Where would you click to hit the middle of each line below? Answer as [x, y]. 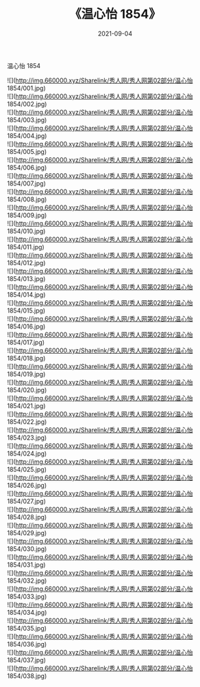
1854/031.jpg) [26, 565]
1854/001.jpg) [26, 88]
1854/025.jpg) [27, 469]
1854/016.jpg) [26, 326]
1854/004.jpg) [27, 135]
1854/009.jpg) [27, 215]
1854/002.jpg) [27, 104]
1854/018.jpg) [26, 358]
